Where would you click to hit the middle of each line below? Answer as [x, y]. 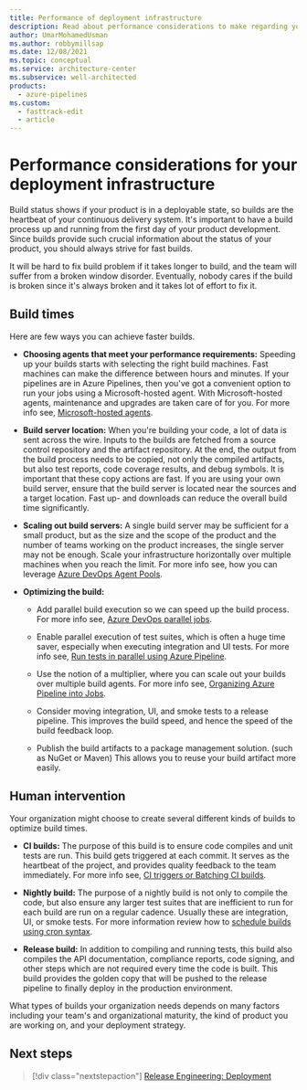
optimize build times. [49, 828]
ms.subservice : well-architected [73, 78]
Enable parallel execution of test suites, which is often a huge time [161, 637]
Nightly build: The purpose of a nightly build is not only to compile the [155, 893]
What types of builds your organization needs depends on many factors [145, 1005]
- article [36, 120]
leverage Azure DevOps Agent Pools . [92, 574]
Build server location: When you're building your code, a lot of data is [155, 429]
